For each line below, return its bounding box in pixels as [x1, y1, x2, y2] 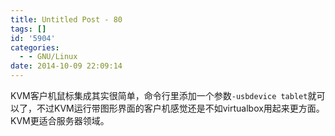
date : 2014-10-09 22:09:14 [10, 61, 123, 71]
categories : [10, 42, 60, 53]
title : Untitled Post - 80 [10, 14, 123, 25]
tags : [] [10, 24, 47, 34]
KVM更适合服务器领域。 [10, 115, 110, 126]
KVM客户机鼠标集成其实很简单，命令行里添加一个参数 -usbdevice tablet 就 [10, 90, 317, 101]
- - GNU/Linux [19, 52, 78, 62]
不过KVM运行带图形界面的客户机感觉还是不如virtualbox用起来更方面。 [36, 102, 325, 114]
